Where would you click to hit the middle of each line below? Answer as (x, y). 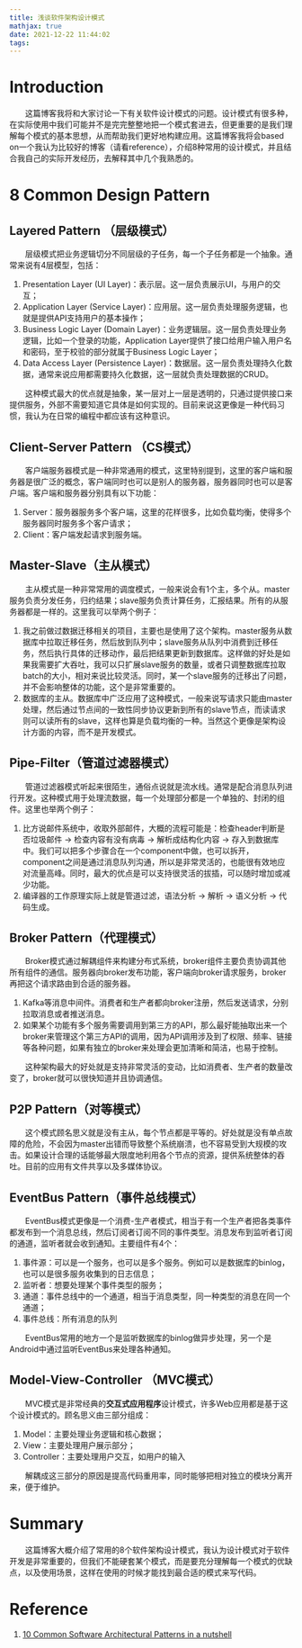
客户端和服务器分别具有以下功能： (96, 493)
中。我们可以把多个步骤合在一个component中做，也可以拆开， (138, 851)
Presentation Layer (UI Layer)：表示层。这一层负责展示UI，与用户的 (147, 284)
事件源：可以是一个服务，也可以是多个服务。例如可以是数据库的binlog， (156, 1263)
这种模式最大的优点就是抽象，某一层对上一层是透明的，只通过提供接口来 (159, 393)
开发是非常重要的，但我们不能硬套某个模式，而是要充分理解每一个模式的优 (147, 1561)
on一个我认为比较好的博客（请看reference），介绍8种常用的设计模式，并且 (147, 147)
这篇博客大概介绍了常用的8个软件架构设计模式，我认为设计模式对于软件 (158, 1550)
